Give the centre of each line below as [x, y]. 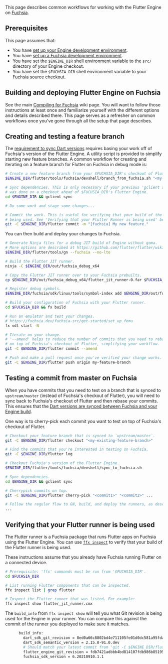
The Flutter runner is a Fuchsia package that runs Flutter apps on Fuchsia [81, 537]
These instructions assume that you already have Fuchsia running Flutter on [83, 557]
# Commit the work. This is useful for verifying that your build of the [84, 215]
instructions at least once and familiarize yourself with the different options [82, 110]
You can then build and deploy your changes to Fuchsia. [63, 234]
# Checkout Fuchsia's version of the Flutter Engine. [62, 463]
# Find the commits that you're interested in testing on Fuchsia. [77, 449]
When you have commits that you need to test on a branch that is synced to [83, 390]
